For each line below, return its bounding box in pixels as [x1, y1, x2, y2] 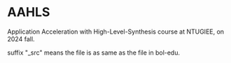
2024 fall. [7, 34, 35, 43]
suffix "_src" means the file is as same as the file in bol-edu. [7, 48, 181, 57]
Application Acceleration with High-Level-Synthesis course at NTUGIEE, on [7, 27, 225, 36]
